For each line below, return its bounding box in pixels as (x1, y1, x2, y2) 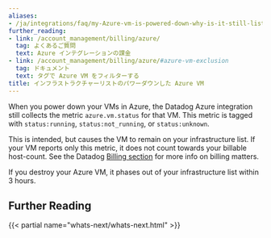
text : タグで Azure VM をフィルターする (15, 72, 140, 80)
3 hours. (8, 175, 36, 186)
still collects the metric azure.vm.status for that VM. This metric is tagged (8, 110, 253, 119)
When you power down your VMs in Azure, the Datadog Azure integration (8, 102, 253, 111)
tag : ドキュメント (15, 65, 70, 73)
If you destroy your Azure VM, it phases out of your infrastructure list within (8, 167, 260, 177)
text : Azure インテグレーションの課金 (15, 49, 131, 57)
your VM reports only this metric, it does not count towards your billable (8, 143, 248, 152)
